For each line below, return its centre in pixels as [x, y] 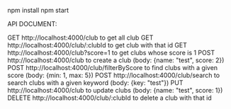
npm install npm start [38, 10]
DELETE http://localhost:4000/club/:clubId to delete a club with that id [110, 98]
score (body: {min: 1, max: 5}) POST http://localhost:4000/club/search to [114, 75]
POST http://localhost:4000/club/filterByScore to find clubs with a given [113, 68]
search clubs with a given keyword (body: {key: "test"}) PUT [95, 83]
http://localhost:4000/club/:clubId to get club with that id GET [97, 45]
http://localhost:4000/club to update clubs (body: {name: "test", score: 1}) [115, 90]
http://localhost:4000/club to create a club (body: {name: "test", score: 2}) [116, 60]
